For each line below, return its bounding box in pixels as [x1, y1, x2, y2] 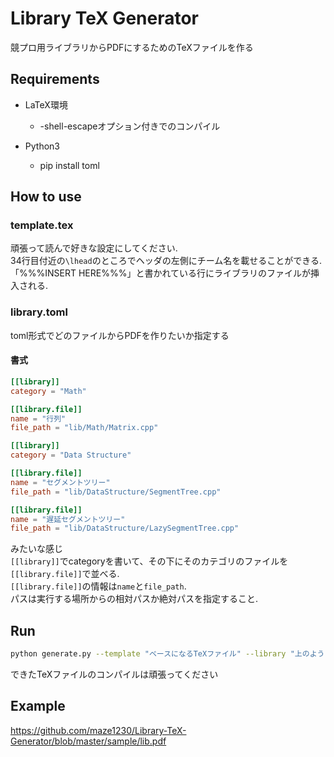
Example [10, 698, 66, 715]
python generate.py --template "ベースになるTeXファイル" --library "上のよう [10, 649, 325, 659]
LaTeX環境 [24, 98, 68, 111]
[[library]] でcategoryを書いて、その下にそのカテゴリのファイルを [10, 555, 289, 567]
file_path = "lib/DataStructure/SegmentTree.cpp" [10, 487, 222, 497]
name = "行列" [10, 413, 67, 424]
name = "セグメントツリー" [10, 477, 111, 487]
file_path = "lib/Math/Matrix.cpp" [10, 423, 159, 433]
